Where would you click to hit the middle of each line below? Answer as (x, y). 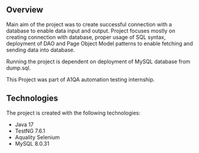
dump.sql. (19, 68)
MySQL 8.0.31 (32, 143)
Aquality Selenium (37, 137)
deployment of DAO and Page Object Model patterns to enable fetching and (99, 43)
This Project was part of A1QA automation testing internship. (81, 79)
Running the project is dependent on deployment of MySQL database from (98, 61)
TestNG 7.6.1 (30, 131)
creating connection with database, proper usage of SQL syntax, (86, 37)
